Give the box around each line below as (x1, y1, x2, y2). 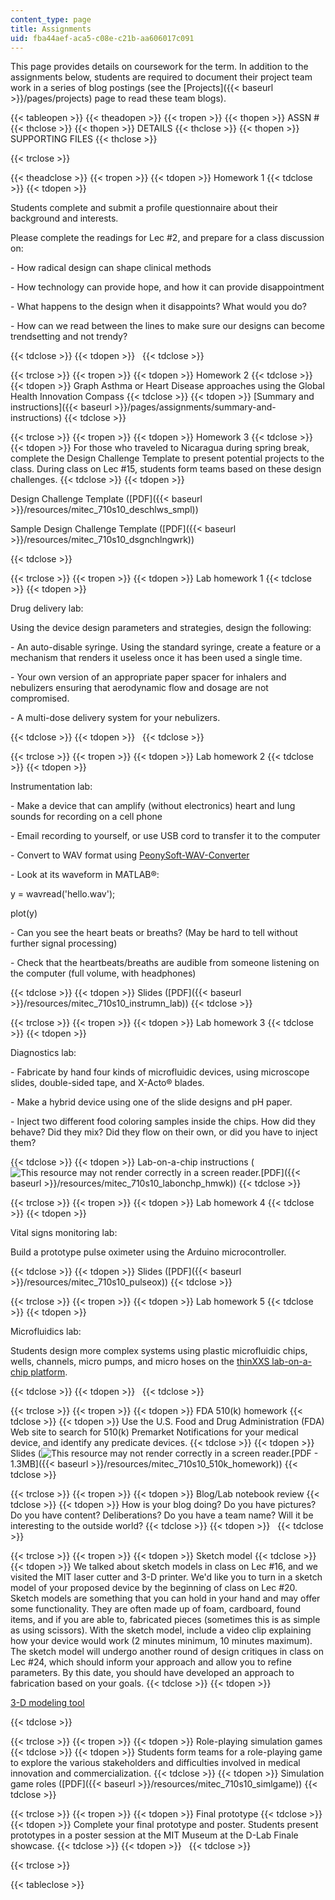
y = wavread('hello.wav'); (10, 888, 116, 900)
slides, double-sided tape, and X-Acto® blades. (10, 1077, 205, 1089)
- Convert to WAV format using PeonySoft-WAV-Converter (10, 849, 250, 861)
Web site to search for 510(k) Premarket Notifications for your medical (10, 1426, 299, 1438)
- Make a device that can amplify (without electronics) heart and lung (10, 800, 296, 812)
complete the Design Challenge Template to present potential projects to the (10, 452, 325, 465)
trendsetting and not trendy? (10, 331, 128, 343)
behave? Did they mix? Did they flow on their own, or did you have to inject (10, 1126, 318, 1138)
